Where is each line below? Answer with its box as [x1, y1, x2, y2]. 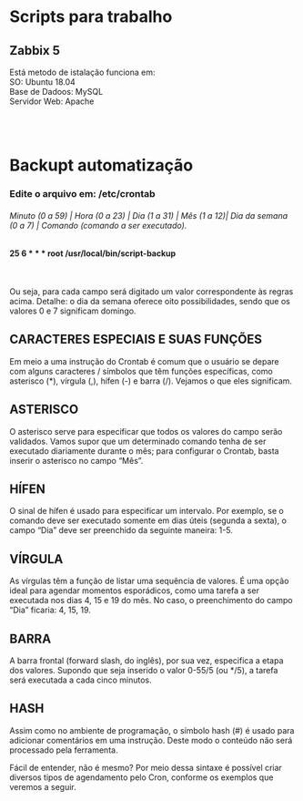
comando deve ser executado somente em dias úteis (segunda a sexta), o [9, 515, 287, 526]
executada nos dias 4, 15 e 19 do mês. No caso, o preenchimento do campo [9, 595, 293, 606]
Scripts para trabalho [9, 6, 173, 27]
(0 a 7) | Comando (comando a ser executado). [9, 220, 187, 231]
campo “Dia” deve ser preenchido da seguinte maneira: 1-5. [9, 525, 234, 536]
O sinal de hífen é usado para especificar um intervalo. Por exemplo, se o [9, 506, 284, 517]
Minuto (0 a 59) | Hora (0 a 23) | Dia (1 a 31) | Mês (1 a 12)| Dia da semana [9, 210, 288, 221]
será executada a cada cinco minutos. [9, 674, 152, 685]
